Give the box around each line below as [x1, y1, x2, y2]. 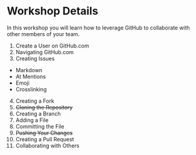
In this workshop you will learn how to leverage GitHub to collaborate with [7, 24, 191, 31]
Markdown [15, 66, 43, 73]
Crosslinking [15, 85, 47, 93]
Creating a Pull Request [15, 135, 74, 142]
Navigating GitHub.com [15, 48, 74, 55]
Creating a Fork [15, 97, 55, 105]
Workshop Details [7, 4, 98, 18]
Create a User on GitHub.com [15, 42, 89, 49]
